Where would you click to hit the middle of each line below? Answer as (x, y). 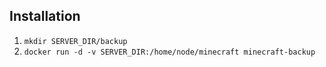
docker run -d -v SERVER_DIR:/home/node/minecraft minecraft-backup (169, 52)
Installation (45, 16)
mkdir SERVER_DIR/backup (75, 41)
